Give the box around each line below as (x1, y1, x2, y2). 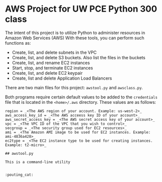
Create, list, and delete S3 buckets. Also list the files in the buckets (12, 54, 146, 60)
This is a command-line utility (5, 159, 70, 165)
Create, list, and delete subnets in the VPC (12, 50, 97, 55)
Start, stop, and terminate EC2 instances (12, 65, 93, 71)
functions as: (5, 40, 31, 46)
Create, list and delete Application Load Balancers (12, 75, 113, 81)
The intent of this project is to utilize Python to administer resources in (5, 30, 146, 35)
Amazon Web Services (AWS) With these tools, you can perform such (5, 35, 145, 41)
